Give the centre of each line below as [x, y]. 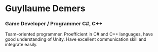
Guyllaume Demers [45, 9]
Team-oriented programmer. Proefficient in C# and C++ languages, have [79, 34]
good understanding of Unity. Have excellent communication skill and [76, 39]
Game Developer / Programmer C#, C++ [54, 24]
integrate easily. [21, 45]
